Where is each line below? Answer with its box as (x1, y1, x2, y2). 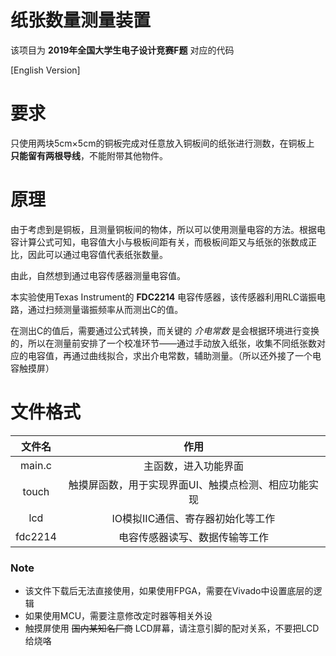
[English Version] (10, 64, 81, 76)
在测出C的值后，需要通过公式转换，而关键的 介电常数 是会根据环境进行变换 (10, 324, 320, 336)
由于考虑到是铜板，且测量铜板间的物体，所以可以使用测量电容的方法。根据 (10, 223, 317, 235)
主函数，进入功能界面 (143, 459, 244, 473)
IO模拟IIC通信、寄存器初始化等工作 (111, 511, 276, 525)
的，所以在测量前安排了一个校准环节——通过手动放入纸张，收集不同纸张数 (10, 337, 317, 349)
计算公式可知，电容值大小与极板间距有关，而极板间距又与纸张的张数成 (18, 236, 308, 248)
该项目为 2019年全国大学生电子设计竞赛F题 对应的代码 (10, 44, 235, 56)
